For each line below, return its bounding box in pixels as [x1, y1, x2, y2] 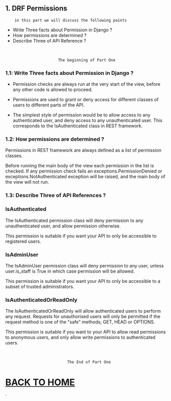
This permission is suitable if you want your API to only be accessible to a [5, 278, 160, 284]
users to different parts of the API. [12, 102, 85, 108]
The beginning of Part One [58, 58, 116, 63]
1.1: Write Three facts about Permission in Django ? [5, 69, 134, 77]
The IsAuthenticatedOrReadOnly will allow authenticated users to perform [5, 308, 161, 314]
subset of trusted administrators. [5, 283, 74, 290]
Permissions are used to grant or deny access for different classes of [12, 97, 159, 103]
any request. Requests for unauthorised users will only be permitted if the [5, 313, 160, 320]
